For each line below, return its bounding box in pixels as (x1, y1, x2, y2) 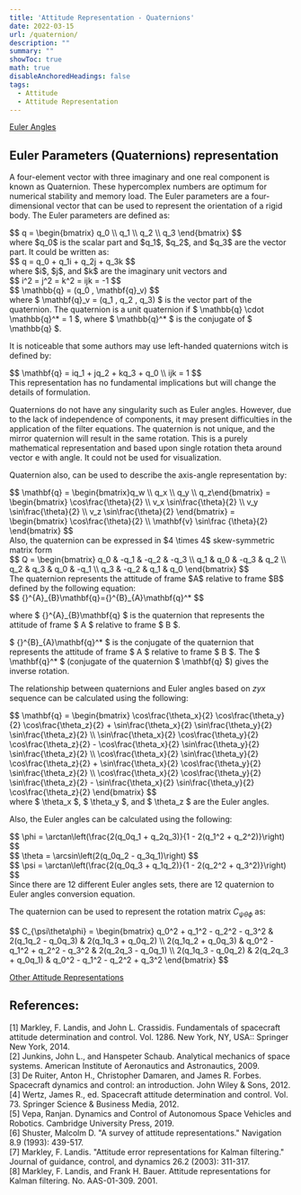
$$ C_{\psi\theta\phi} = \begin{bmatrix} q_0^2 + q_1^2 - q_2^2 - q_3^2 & (9, 926, 274, 936)
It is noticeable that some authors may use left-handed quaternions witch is (9, 341, 289, 351)
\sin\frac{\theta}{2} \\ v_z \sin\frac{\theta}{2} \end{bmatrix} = (9, 506, 235, 517)
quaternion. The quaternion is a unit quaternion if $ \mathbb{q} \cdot (9, 304, 265, 315)
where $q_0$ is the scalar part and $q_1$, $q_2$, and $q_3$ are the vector (9, 237, 287, 248)
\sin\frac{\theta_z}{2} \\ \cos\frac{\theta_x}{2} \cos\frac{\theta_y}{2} (9, 768, 262, 779)
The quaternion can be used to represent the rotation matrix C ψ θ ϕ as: (9, 907, 267, 919)
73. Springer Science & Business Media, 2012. (9, 1099, 180, 1109)
